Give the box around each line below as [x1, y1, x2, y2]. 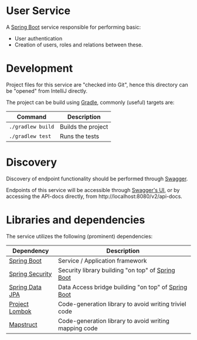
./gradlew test [9, 133, 52, 139]
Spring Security [9, 270, 52, 278]
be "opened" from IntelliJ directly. [6, 87, 88, 95]
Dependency [12, 247, 49, 255]
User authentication [14, 35, 63, 42]
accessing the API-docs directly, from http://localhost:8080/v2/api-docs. [6, 193, 183, 200]
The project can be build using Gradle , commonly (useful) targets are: [6, 99, 175, 106]
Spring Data [9, 283, 42, 291]
